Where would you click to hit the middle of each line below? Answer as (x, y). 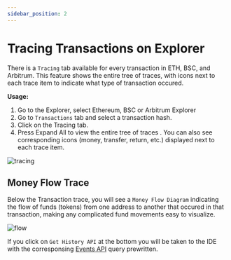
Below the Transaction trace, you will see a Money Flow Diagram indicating (113, 200)
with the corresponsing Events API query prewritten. (83, 249)
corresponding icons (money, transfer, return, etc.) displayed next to (116, 139)
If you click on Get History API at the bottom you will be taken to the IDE (112, 242)
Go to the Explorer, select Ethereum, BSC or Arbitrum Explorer (107, 110)
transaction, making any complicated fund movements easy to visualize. (111, 214)
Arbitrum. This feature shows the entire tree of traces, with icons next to (111, 75)
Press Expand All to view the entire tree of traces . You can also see (115, 132)
